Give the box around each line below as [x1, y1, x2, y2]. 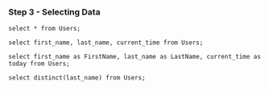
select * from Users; [8, 25, 81, 33]
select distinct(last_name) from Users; [8, 74, 147, 82]
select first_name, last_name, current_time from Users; [8, 39, 204, 47]
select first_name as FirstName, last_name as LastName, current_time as [8, 53, 262, 61]
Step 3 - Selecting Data [8, 6, 101, 18]
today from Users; [8, 59, 70, 68]
